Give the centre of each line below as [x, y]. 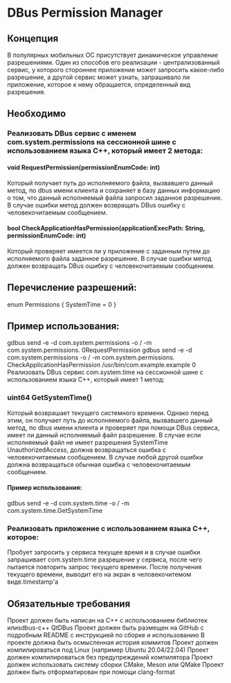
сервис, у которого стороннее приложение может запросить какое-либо [116, 70]
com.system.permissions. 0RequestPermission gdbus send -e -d [100, 350]
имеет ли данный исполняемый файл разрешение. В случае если [104, 435]
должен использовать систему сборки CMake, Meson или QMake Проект [115, 664]
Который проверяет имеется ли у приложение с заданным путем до [109, 251]
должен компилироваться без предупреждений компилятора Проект [110, 657]
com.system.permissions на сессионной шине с [92, 142]
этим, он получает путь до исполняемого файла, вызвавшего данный [110, 420]
